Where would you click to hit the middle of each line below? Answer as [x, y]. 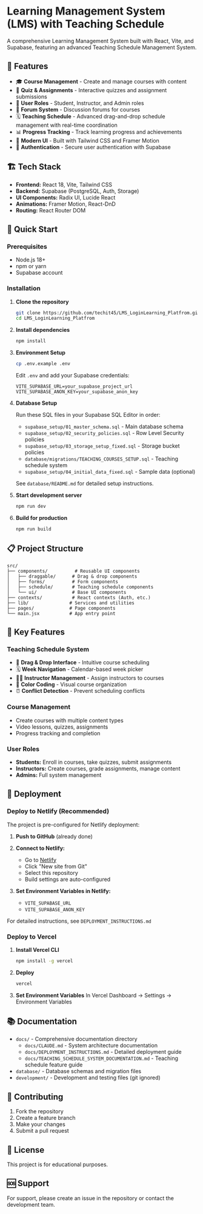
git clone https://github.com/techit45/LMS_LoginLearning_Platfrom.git [108, 313]
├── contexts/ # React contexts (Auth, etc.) [79, 598]
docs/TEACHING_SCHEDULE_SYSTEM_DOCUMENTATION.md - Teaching [101, 1058]
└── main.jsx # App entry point [61, 613]
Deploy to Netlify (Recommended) [58, 811]
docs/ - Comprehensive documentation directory [77, 1039]
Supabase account [39, 273]
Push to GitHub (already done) [54, 836]
